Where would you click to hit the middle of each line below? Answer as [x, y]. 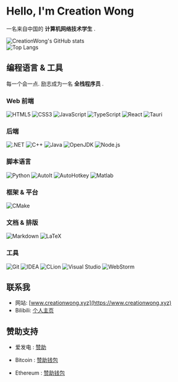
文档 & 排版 [22, 223]
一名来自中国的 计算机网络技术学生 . [51, 28]
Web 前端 [20, 101]
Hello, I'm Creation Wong [70, 11]
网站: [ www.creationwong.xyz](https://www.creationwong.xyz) [93, 303]
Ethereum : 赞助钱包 [40, 373]
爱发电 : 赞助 [30, 347]
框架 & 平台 [22, 192]
